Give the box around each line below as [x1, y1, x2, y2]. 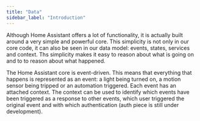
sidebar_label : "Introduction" [6, 15, 86, 21]
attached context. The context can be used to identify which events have [6, 88, 190, 95]
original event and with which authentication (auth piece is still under [6, 101, 179, 108]
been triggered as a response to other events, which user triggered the [6, 95, 185, 102]
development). [6, 108, 43, 115]
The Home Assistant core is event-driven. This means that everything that [6, 69, 192, 76]
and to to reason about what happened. [6, 57, 105, 64]
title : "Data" [6, 9, 43, 15]
